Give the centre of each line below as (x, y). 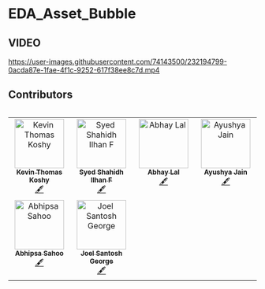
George (101, 261)
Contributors (41, 95)
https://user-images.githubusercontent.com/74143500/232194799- (118, 61)
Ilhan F (101, 180)
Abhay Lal (163, 172)
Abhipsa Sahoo (39, 253)
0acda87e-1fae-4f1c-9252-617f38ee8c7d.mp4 (84, 70)
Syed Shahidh (101, 172)
